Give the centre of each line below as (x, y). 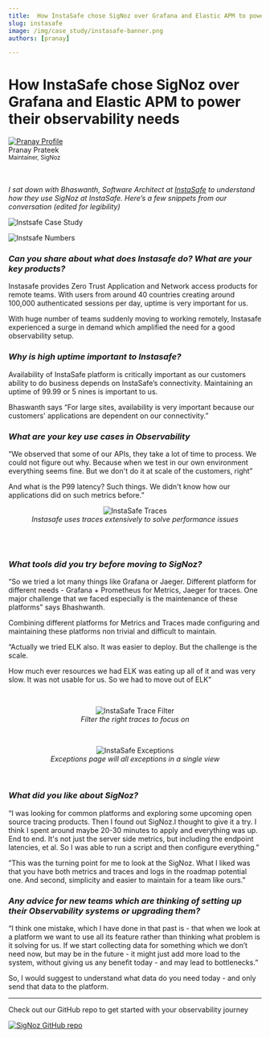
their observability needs (94, 119)
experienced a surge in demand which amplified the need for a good (122, 327)
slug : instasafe (35, 23)
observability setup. (41, 336)
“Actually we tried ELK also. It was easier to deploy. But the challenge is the (133, 647)
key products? (37, 269)
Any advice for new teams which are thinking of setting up (125, 901)
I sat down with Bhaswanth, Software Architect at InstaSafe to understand (132, 190)
